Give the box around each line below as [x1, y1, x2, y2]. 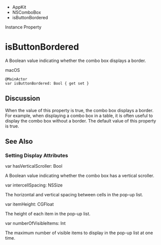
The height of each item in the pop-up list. [5, 211, 91, 217]
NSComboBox [12, 9, 41, 15]
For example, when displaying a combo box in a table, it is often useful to [5, 113, 153, 119]
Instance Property [5, 24, 42, 30]
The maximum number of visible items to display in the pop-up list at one [5, 230, 154, 236]
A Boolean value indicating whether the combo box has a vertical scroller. [5, 173, 154, 179]
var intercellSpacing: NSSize [5, 182, 63, 188]
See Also [5, 137, 33, 146]
